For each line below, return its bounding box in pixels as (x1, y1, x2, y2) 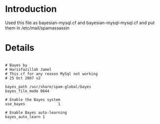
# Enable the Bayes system (5, 97, 61, 102)
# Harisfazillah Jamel (5, 67, 52, 72)
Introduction (5, 3, 57, 15)
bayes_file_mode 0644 (5, 89, 50, 93)
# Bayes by (5, 62, 28, 67)
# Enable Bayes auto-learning (5, 110, 67, 115)
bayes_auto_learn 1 (5, 114, 45, 119)
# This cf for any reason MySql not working (5, 71, 98, 76)
